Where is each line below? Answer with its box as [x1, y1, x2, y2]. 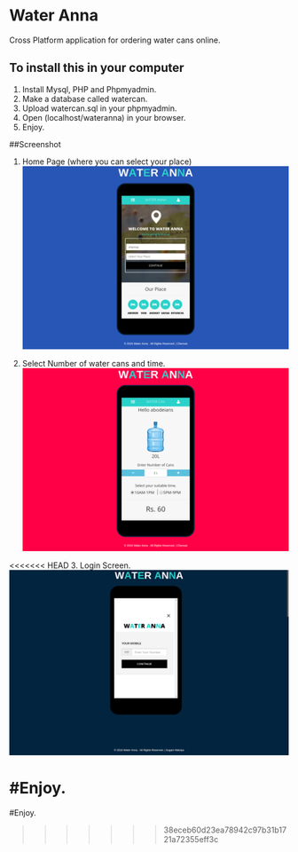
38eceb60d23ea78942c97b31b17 [163, 824, 286, 835]
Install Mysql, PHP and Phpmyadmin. [21, 83, 157, 94]
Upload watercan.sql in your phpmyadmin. [21, 103, 177, 114]
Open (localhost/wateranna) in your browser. [21, 112, 186, 122]
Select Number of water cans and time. [21, 358, 166, 368]
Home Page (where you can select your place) [21, 156, 192, 167]
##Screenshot [9, 138, 61, 149]
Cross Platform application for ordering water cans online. [9, 35, 221, 45]
